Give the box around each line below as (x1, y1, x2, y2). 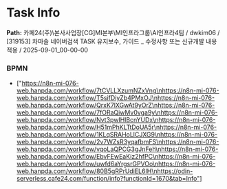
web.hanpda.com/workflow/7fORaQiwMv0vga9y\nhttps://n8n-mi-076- (16, 108, 218, 117)
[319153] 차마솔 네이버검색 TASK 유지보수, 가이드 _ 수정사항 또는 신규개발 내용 (6, 37, 217, 46)
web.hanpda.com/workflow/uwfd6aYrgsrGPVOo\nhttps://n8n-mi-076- (16, 160, 216, 168)
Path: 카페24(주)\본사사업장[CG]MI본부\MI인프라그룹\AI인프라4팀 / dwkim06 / (6, 28, 220, 37)
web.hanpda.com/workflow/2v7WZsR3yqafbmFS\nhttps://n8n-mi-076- (16, 138, 219, 146)
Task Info (6, 5, 61, 21)
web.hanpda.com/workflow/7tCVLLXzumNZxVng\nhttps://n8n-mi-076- (16, 86, 219, 94)
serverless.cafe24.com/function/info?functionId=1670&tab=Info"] (16, 175, 202, 183)
